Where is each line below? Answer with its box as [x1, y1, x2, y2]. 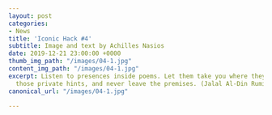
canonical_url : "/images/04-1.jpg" [8, 87, 129, 96]
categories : [8, 19, 49, 28]
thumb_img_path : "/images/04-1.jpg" [8, 57, 132, 66]
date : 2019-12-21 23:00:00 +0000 [8, 49, 121, 57]
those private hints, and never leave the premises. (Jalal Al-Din [15, 79, 249, 87]
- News [8, 27, 31, 35]
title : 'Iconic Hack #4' [8, 34, 92, 43]
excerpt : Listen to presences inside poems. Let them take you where [8, 72, 249, 80]
